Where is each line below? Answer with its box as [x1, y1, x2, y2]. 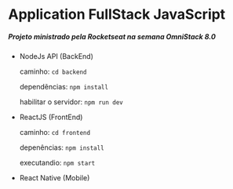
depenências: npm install [19, 143, 104, 152]
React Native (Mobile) [19, 173, 90, 183]
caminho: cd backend [19, 67, 87, 76]
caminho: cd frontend [19, 128, 91, 137]
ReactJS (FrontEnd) [19, 112, 83, 122]
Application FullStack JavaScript [8, 5, 226, 24]
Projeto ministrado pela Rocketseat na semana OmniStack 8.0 [8, 31, 217, 41]
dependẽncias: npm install [19, 82, 108, 92]
